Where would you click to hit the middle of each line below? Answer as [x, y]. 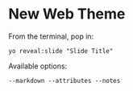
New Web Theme [67, 14]
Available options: [38, 66]
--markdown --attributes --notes [64, 81]
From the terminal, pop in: [51, 36]
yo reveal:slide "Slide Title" [61, 51]
